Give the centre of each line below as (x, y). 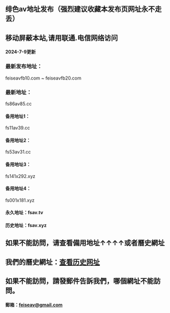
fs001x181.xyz (20, 200)
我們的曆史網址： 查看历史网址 (53, 262)
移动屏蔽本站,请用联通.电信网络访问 (62, 38)
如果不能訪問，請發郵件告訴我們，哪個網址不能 (80, 281)
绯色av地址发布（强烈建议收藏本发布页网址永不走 (83, 9)
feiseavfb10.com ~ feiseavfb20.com (43, 78)
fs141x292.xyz (21, 176)
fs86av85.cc (18, 104)
